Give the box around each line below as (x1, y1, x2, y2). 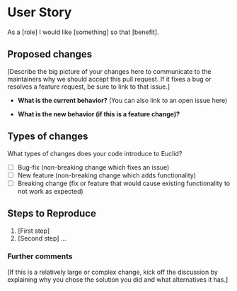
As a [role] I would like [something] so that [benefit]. (7, 28, 159, 36)
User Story (7, 4, 72, 21)
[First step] (17, 226, 50, 235)
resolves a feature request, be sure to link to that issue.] (7, 82, 170, 91)
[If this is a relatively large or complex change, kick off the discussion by (7, 268, 218, 276)
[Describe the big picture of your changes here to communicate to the (7, 67, 212, 75)
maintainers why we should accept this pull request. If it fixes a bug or (7, 75, 212, 83)
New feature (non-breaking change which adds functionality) (17, 171, 197, 180)
